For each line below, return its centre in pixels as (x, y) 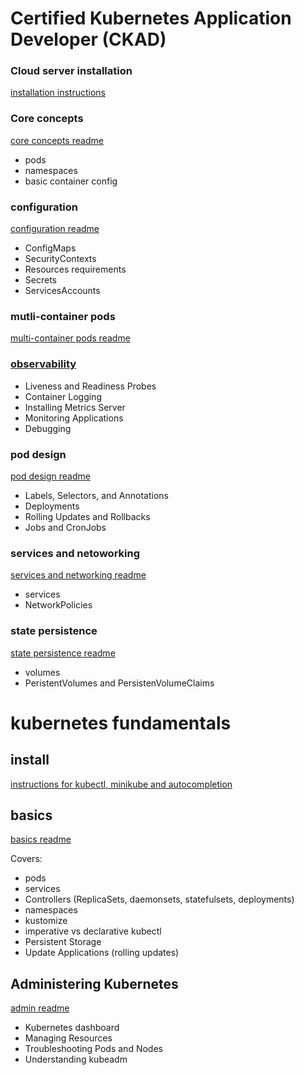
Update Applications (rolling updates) (102, 953)
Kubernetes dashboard (72, 1028)
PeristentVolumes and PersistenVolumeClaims (119, 683)
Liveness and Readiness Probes (90, 386)
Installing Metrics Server (75, 407)
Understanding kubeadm (76, 1059)
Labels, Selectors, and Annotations (96, 495)
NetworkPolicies (58, 605)
